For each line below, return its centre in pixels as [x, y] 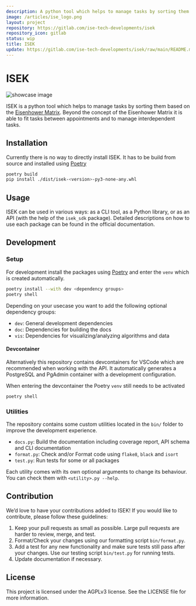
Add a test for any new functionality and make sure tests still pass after [100, 546]
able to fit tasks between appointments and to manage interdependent [91, 118]
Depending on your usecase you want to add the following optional [87, 305]
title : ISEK [20, 44]
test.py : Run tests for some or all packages [67, 460]
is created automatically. [36, 278]
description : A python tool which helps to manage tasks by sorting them [98, 11]
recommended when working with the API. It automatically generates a [91, 368]
